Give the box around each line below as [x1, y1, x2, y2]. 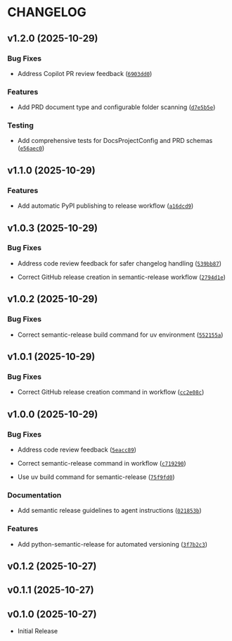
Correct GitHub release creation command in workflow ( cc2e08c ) [17, 388, 205, 397]
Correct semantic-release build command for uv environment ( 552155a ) [17, 330, 224, 339]
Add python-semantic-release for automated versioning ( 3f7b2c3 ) [17, 540, 208, 548]
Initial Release [17, 627, 58, 635]
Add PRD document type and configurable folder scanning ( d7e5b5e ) [17, 103, 216, 111]
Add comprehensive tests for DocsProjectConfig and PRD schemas [17, 137, 213, 145]
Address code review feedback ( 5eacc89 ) [17, 445, 137, 454]
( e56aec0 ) [17, 144, 45, 152]
